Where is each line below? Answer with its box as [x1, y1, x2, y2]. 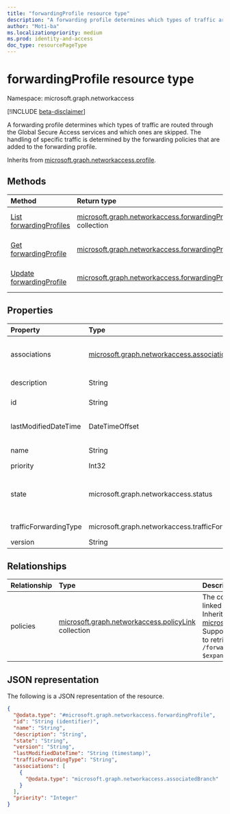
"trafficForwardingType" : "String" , [13, 756, 118, 763]
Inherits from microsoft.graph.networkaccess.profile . [7, 156, 156, 164]
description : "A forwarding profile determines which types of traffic [7, 16, 216, 23]
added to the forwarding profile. [7, 142, 97, 151]
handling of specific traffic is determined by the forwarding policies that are [7, 135, 220, 143]
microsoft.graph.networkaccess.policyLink [58, 617, 196, 627]
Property [10, 325, 40, 335]
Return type [76, 196, 116, 206]
